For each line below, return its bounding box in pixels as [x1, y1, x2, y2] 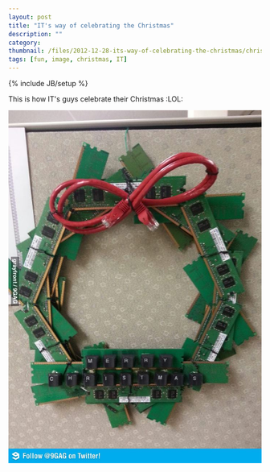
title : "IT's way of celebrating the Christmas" [8, 21, 174, 30]
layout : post [8, 13, 52, 21]
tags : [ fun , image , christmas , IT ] [8, 56, 128, 64]
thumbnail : [8, 47, 45, 56]
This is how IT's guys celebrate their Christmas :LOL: [8, 94, 183, 104]
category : [8, 39, 42, 47]
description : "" [8, 30, 63, 38]
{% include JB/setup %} [8, 79, 88, 88]
